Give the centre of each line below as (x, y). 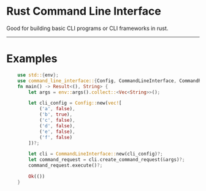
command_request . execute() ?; (66, 166)
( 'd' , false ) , (57, 126)
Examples (32, 59)
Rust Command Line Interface (84, 11)
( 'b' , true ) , (55, 114)
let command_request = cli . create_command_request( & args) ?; (107, 160)
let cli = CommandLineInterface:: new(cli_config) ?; (96, 154)
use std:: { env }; (38, 75)
